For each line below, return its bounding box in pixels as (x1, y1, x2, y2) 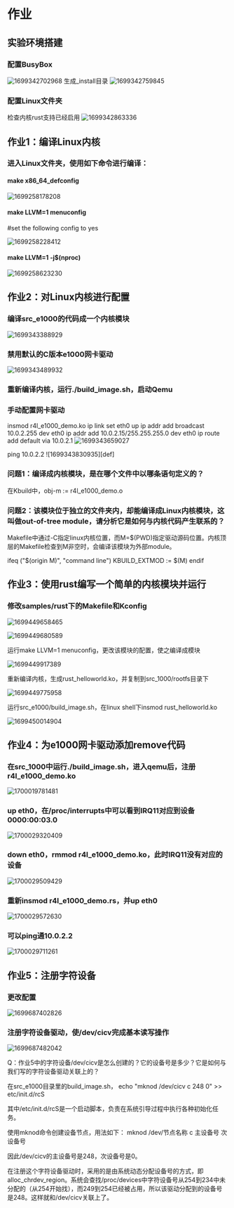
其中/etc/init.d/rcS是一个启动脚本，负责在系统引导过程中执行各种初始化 (7, 1105, 212, 1113)
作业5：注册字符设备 (7, 969, 97, 981)
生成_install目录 (64, 77, 109, 85)
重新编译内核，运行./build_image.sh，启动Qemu (7, 384, 173, 394)
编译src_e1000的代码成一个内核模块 (7, 314, 130, 324)
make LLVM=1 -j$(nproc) (7, 254, 81, 262)
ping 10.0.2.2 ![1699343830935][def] (7, 450, 115, 459)
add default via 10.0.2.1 (7, 436, 74, 445)
